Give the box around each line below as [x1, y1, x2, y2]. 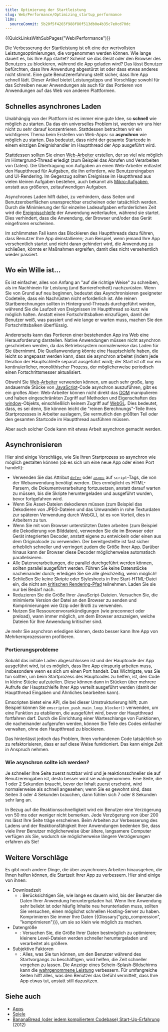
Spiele [12, 1011, 26, 1017]
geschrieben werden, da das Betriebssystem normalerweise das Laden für [5, 342, 159, 348]
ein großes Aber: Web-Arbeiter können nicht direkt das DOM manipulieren [5, 389, 158, 395]
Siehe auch [5, 992, 41, 1001]
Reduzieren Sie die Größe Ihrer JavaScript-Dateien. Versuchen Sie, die [12, 591, 158, 598]
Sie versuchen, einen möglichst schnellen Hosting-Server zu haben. [19, 908, 160, 914]
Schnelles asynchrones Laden [5, 102, 101, 111]
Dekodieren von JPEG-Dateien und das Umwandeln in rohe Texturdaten [12, 506, 160, 512]
